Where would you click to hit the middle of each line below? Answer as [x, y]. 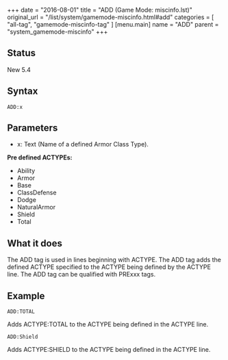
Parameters [33, 128]
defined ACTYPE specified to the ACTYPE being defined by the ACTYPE [109, 267]
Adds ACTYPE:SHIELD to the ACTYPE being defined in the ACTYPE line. [109, 350]
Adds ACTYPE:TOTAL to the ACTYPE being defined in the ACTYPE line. [108, 324]
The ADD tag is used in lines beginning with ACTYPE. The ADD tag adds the [114, 260]
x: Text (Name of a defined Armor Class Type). [83, 144]
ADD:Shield [23, 337]
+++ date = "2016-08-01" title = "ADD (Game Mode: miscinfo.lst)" [100, 10]
